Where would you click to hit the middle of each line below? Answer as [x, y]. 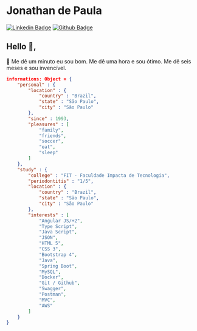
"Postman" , [53, 294]
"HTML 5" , [51, 244]
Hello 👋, [21, 47]
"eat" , [47, 147]
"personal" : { [36, 85]
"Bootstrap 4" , [58, 254]
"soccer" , [51, 141]
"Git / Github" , [59, 283]
